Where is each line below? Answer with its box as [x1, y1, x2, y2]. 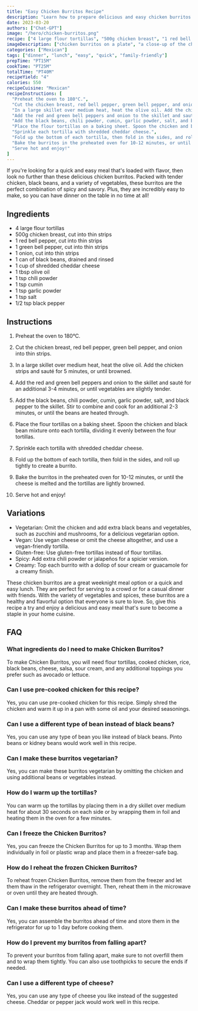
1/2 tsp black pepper [15, 300, 65, 307]
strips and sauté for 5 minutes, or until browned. [15, 368, 132, 374]
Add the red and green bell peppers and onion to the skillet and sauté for [15, 379, 192, 386]
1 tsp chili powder [15, 275, 58, 282]
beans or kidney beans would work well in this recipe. [6, 740, 137, 747]
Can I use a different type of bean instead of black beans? [6, 720, 175, 728]
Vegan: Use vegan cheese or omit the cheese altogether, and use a [15, 536, 178, 543]
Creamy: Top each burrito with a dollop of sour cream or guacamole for [15, 561, 189, 568]
